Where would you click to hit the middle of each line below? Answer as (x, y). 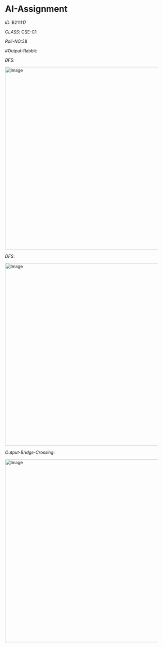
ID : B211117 (16, 22)
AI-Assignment (36, 9)
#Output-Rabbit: (21, 51)
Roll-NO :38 (16, 41)
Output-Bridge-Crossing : (30, 452)
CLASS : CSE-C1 (21, 32)
